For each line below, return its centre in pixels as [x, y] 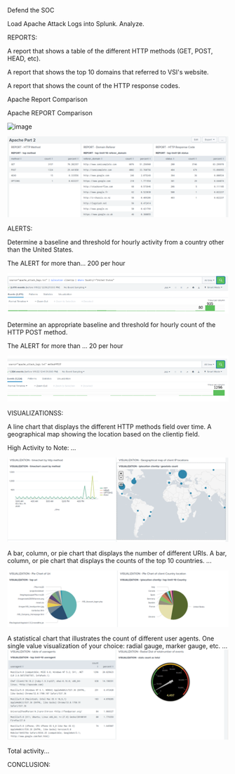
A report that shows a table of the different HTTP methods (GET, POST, [110, 51]
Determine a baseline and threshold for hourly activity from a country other [116, 243]
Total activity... [28, 751]
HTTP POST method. [38, 333]
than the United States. [40, 250]
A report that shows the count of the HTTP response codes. [94, 86]
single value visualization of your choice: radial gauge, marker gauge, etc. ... [117, 645]
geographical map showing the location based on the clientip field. [103, 434]
